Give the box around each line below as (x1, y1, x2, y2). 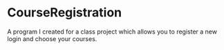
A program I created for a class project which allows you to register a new (7, 27, 218, 36)
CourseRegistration (7, 5, 122, 21)
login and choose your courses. (7, 34, 97, 42)
